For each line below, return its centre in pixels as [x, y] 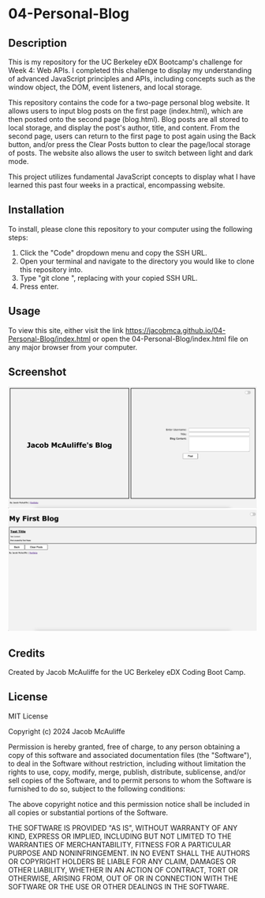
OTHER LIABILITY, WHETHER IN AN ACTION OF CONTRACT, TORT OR [123, 870]
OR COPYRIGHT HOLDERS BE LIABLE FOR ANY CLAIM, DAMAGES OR [122, 861]
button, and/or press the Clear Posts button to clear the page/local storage [129, 144]
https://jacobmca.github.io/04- [175, 330]
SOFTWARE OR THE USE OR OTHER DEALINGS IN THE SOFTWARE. [119, 886]
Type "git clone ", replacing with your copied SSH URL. [108, 278]
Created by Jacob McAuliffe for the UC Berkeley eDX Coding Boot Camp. [127, 672]
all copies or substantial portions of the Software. [88, 813]
